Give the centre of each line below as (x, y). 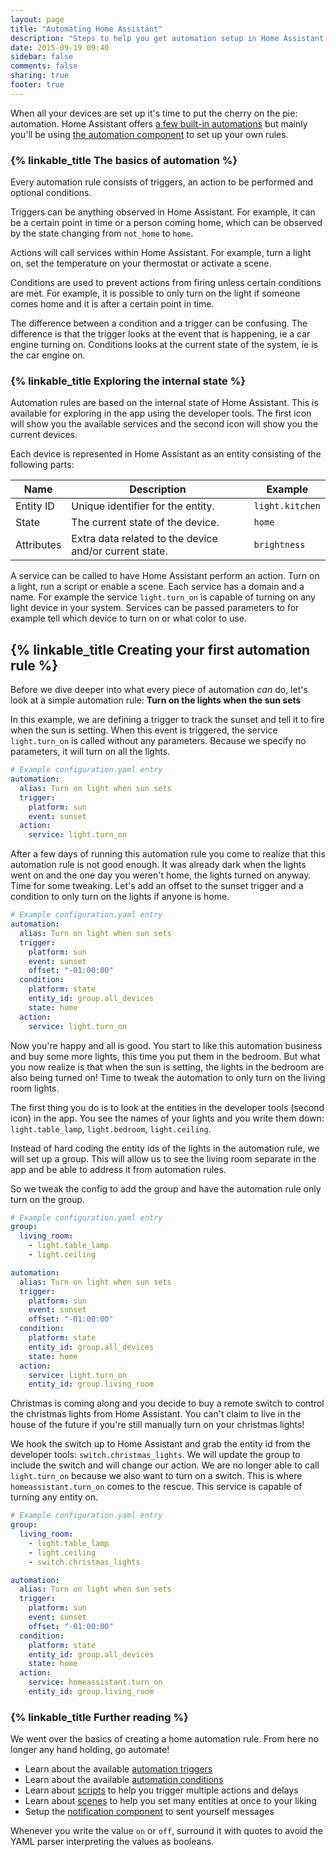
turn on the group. (48, 1199)
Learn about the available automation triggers (118, 1769)
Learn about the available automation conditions (124, 1780)
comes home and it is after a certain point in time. (112, 304)
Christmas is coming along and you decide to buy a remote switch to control (167, 1403)
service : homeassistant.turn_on (95, 1682)
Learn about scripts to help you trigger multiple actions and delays (161, 1790)
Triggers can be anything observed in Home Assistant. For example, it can (163, 212)
